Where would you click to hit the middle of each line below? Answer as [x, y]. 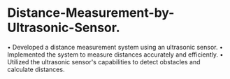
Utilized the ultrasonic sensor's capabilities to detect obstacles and [104, 62]
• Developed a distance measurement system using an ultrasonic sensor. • [115, 47]
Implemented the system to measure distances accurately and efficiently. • [115, 55]
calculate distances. [36, 69]
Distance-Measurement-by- [91, 13]
